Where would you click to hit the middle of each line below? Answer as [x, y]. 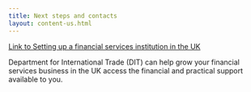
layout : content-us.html [50, 23]
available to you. [36, 79]
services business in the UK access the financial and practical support [126, 70]
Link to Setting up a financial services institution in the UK [104, 46]
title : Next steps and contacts [63, 16]
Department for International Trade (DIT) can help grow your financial [124, 62]
